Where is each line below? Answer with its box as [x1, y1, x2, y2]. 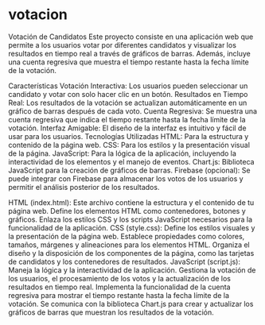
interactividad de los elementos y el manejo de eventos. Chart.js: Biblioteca [8, 157, 255, 166]
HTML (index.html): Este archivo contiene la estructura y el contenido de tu [8, 197, 255, 207]
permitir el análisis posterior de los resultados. [8, 182, 160, 192]
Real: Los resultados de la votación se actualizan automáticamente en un [8, 98, 247, 107]
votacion [8, 6, 68, 24]
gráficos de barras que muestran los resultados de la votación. [8, 308, 214, 317]
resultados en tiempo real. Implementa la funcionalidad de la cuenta [8, 282, 231, 292]
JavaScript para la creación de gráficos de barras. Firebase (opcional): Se [8, 165, 251, 175]
